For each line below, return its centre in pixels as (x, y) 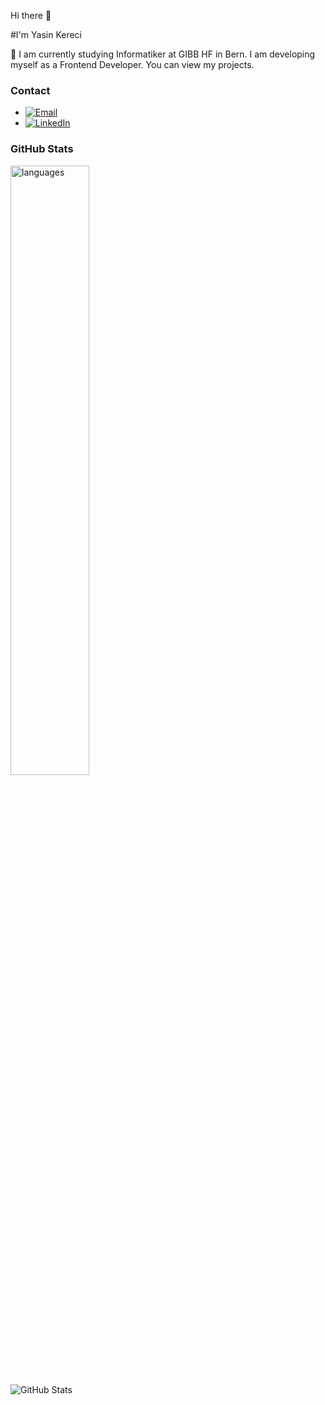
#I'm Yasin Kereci (46, 34)
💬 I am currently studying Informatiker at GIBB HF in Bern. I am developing (163, 54)
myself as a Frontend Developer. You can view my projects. (132, 64)
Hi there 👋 (31, 15)
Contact (30, 90)
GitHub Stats (42, 149)
